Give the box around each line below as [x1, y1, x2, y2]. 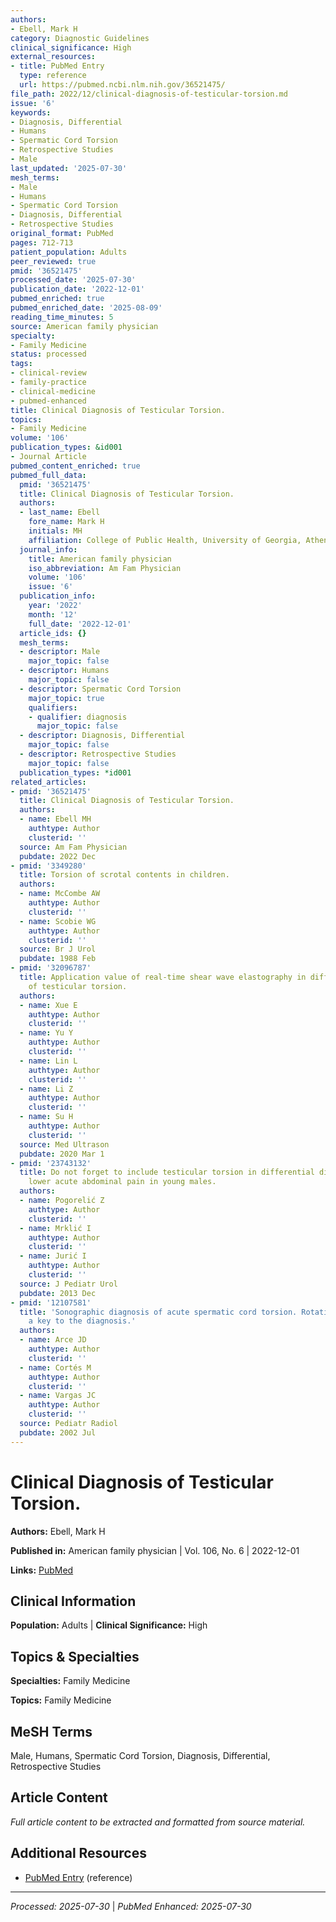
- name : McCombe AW [19, 889, 101, 899]
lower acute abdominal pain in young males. [28, 1177, 217, 1187]
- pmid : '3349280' [10, 861, 87, 871]
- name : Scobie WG [19, 916, 97, 926]
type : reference [19, 71, 87, 81]
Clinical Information [10, 1592, 137, 1610]
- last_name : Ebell [19, 507, 101, 518]
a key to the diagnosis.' [28, 1316, 137, 1326]
